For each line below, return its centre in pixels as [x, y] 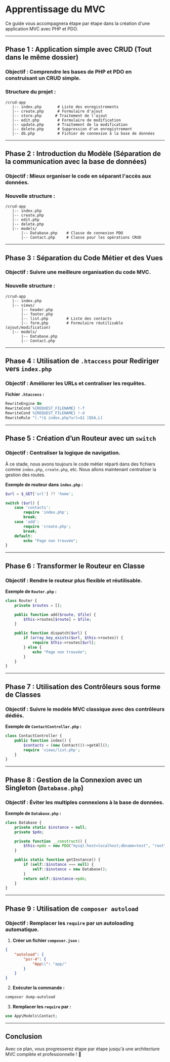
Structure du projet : [31, 92]
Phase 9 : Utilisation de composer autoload [72, 909]
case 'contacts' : [33, 508]
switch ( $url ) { [22, 503]
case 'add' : [27, 522]
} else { [33, 647]
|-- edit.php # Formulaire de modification [67, 120]
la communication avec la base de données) [76, 162]
